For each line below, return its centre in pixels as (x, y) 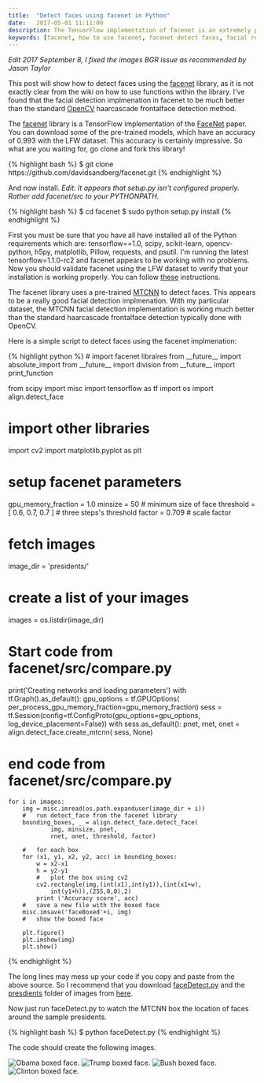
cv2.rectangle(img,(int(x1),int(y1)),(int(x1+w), (119, 884)
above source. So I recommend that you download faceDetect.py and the (126, 984)
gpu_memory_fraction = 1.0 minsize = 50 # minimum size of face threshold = (132, 504)
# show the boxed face (63, 919)
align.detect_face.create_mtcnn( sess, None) (81, 732)
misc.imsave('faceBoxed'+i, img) (77, 912)
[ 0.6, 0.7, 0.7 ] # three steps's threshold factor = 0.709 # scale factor (120, 512)
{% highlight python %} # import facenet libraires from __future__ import (125, 356)
